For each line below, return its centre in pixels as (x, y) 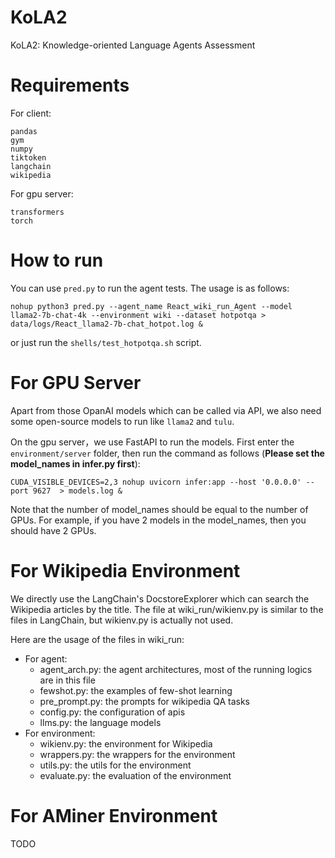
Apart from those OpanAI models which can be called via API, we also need (166, 410)
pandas (24, 131)
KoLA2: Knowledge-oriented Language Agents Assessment (133, 45)
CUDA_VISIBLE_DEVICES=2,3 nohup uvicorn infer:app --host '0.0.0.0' (156, 482)
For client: (31, 113)
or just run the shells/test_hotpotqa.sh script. (106, 342)
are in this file (67, 680)
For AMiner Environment (114, 815)
